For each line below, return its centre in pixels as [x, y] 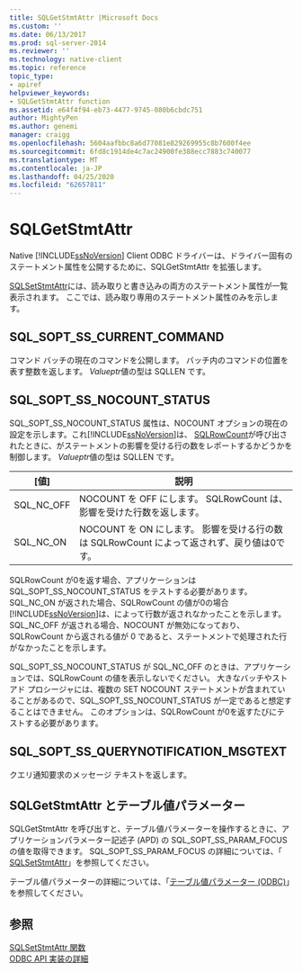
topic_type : [31, 76]
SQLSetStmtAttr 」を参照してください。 [82, 863]
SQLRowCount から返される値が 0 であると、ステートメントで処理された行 [148, 636]
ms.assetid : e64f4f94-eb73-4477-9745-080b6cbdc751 [106, 110]
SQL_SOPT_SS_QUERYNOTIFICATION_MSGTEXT [148, 752]
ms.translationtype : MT [54, 160]
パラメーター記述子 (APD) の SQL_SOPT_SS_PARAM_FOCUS [176, 840]
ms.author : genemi [44, 127]
